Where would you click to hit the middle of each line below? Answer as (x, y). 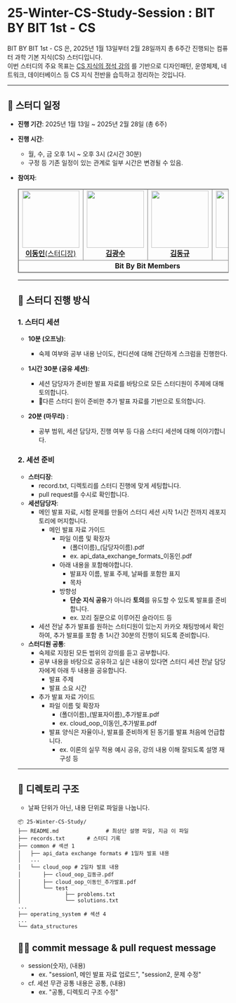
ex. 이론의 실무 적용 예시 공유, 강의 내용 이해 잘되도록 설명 (138, 749)
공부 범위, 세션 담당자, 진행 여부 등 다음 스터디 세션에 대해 (117, 431)
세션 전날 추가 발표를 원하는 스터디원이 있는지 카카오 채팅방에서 (125, 626)
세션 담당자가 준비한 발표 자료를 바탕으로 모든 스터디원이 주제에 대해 (131, 384)
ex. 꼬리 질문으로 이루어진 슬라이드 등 (121, 617)
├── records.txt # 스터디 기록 (69, 838)
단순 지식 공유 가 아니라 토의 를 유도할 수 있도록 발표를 (142, 600)
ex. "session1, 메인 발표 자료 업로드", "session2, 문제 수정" (120, 974)
